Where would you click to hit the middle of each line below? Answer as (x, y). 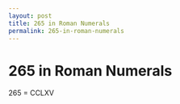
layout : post (30, 16)
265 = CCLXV (31, 93)
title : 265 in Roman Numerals (59, 23)
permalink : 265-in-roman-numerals (67, 31)
